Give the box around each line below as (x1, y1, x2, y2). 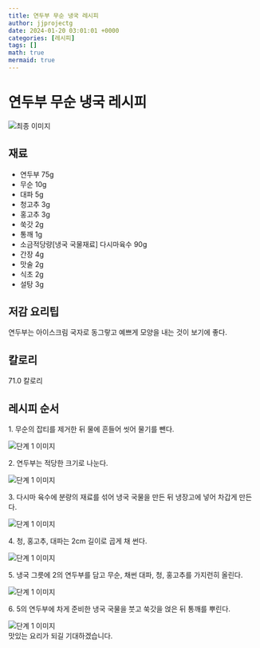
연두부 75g (19, 169, 54, 179)
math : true (8, 49, 45, 57)
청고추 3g (19, 199, 50, 209)
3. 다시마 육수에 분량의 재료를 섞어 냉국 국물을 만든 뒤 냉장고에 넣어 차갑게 (8, 492, 238, 502)
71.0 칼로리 (8, 376, 43, 386)
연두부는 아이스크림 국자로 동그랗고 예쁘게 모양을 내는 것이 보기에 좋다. (8, 328, 227, 337)
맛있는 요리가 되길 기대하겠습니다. (8, 631, 113, 641)
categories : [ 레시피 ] (8, 34, 76, 42)
